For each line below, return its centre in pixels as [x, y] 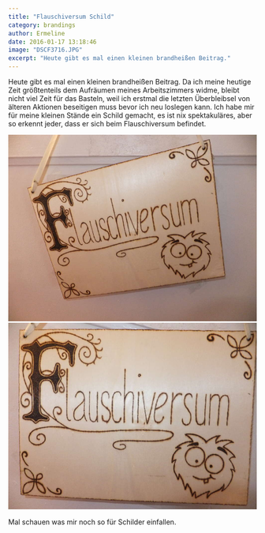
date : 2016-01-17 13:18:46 [52, 42]
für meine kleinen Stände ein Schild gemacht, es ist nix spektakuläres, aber [130, 115]
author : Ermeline [37, 33]
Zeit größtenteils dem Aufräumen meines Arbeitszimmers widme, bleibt [124, 90]
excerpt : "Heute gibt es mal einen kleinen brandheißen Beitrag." [119, 58]
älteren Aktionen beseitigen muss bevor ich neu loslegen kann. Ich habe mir [131, 107]
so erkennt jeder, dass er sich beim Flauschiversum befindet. [107, 124]
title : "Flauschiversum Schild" [61, 17]
